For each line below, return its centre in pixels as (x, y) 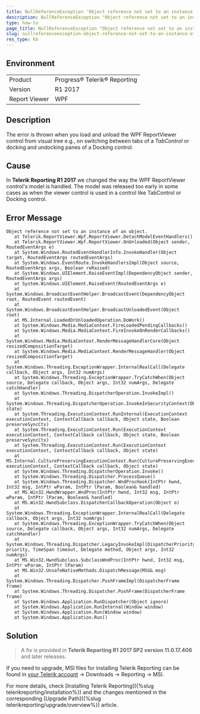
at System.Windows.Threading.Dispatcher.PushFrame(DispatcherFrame (99, 592)
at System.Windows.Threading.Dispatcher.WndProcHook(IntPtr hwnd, (98, 482)
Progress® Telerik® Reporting (96, 79)
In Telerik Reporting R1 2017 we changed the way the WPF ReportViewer (96, 180)
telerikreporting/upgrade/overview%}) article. (62, 705)
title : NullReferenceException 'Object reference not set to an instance (100, 12)
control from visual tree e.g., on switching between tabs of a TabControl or (98, 141)
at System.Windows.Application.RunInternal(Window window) (89, 607)
